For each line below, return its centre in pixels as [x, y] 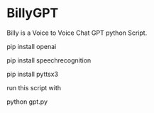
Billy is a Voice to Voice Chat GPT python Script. [77, 33]
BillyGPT [33, 13]
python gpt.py [27, 102]
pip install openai [32, 46]
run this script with [34, 87]
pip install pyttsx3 [32, 74]
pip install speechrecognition [49, 60]
